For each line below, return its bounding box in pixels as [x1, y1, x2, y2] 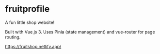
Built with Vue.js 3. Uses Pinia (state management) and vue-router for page [5, 29, 155, 35]
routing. [5, 34, 21, 40]
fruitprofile [5, 3, 50, 15]
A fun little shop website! [5, 19, 55, 25]
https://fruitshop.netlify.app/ [5, 43, 62, 49]
